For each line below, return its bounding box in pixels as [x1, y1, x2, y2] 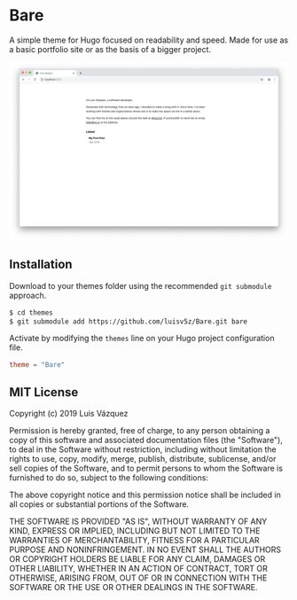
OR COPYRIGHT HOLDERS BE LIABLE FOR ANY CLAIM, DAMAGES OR [9, 554, 266, 565]
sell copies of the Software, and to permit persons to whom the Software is [9, 463, 284, 474]
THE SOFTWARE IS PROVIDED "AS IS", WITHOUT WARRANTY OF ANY [9, 516, 268, 527]
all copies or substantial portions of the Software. [9, 499, 189, 510]
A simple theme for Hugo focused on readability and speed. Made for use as [9, 35, 289, 45]
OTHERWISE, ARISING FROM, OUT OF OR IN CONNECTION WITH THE [9, 573, 268, 583]
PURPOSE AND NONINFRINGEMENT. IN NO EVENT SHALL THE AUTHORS [9, 544, 282, 555]
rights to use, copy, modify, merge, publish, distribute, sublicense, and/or [9, 454, 277, 464]
